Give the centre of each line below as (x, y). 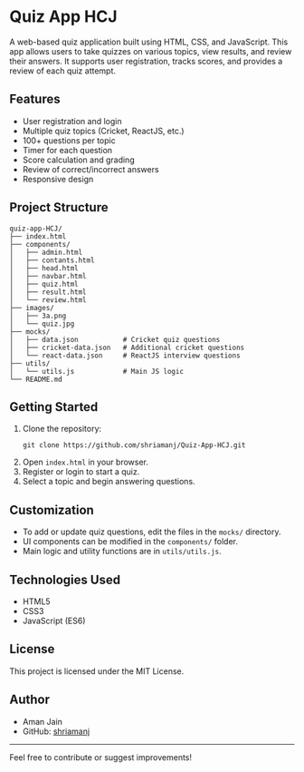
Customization (52, 510)
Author (29, 700)
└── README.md (36, 379)
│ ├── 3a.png (38, 316)
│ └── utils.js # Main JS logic (96, 371)
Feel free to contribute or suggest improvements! (101, 757)
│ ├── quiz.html (44, 284)
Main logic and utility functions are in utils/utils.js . (122, 552)
